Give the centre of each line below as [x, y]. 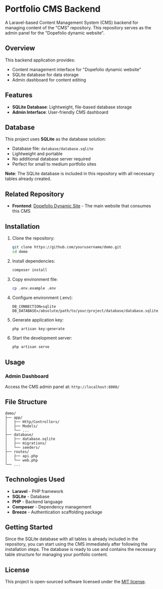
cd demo [20, 252]
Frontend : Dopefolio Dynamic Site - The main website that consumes [81, 206]
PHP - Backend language [37, 502]
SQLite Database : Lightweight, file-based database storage [72, 107]
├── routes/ [17, 452]
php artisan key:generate [38, 329]
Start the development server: [42, 338]
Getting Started [29, 527]
